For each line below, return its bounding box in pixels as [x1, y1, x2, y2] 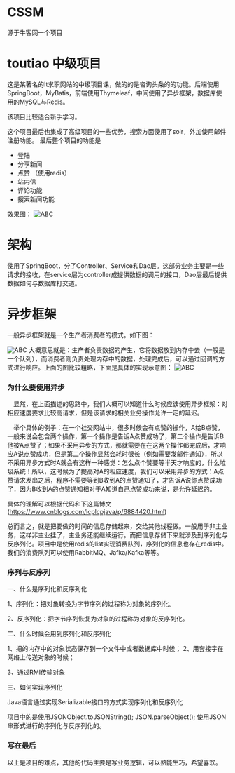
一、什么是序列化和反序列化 [7, 585, 87, 593]
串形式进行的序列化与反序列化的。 [7, 722, 106, 730]
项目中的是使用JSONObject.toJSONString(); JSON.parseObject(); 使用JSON [7, 713, 226, 721]
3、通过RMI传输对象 [7, 668, 66, 677]
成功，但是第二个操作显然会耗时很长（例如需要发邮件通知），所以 [36, 450, 223, 458]
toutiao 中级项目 [7, 55, 101, 72]
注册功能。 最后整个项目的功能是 [7, 136, 101, 144]
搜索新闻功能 [17, 194, 55, 203]
